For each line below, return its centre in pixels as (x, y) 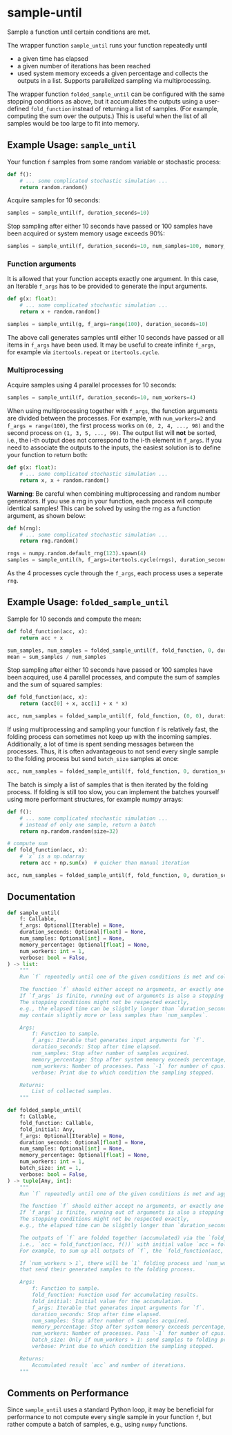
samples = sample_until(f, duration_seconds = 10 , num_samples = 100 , (105, 247)
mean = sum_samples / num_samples (57, 657)
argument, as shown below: (47, 515)
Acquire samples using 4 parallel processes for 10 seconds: (92, 385)
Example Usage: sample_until (72, 145)
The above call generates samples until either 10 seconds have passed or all (116, 337)
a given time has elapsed (52, 58)
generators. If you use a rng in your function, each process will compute (110, 501)
